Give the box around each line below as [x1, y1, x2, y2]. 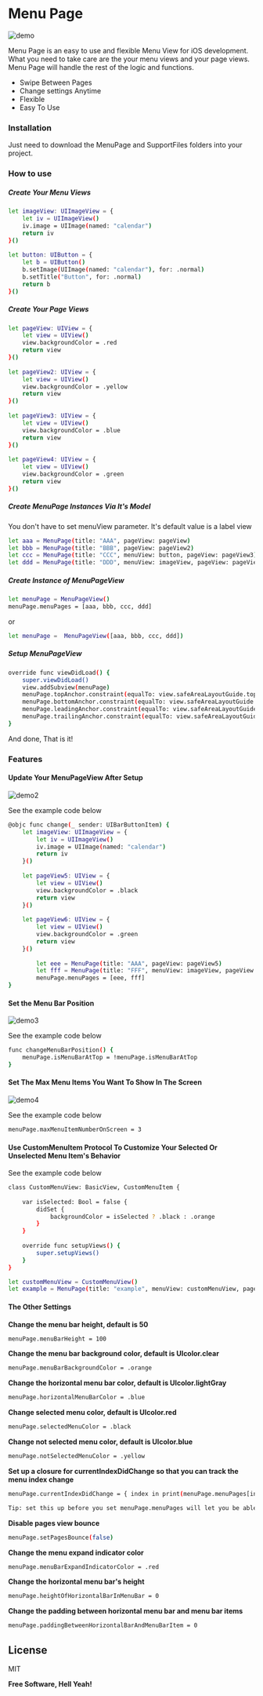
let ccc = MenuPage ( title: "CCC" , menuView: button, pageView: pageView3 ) [8, 551, 258, 560]
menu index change [8, 1475, 74, 1484]
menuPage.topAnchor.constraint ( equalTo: [22, 691, 156, 698]
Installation [8, 122, 52, 133]
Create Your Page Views [8, 305, 89, 314]
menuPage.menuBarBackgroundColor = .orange [8, 1364, 153, 1372]
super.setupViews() [36, 1249, 100, 1256]
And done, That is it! [8, 734, 74, 743]
